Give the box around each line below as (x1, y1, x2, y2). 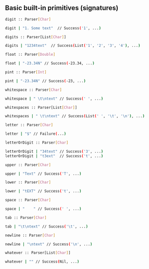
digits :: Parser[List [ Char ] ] (5, 34, 67, 40)
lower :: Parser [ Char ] (5, 180, 51, 185)
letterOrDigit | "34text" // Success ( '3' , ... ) (5, 149, 104, 154)
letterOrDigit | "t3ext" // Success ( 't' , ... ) (5, 153, 104, 158)
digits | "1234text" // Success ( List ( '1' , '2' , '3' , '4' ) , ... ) (5, 43, 141, 48)
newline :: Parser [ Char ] (5, 233, 56, 238)
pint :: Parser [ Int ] (5, 70, 47, 75)
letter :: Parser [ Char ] (5, 123, 54, 127)
